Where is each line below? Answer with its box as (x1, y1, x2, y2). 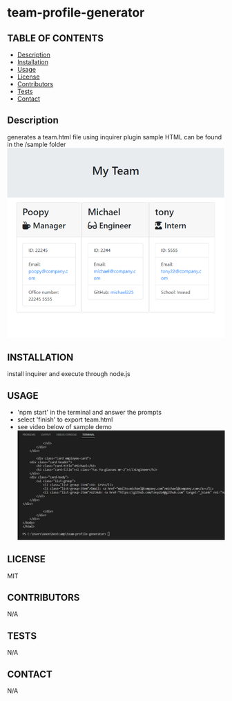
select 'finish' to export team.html (17, 415, 113, 424)
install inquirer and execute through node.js (7, 370, 130, 378)
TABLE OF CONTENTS (7, 32, 104, 44)
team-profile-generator (7, 5, 145, 21)
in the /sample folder (7, 140, 66, 148)
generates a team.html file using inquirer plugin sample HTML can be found (7, 132, 222, 141)
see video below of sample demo (17, 423, 112, 431)
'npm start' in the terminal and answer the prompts (17, 408, 162, 417)
